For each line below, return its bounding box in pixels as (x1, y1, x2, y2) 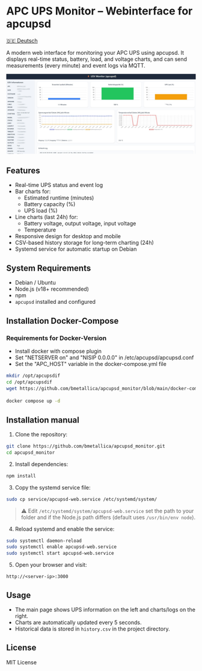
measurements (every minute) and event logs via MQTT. (6, 61, 145, 69)
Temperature (23, 226, 56, 233)
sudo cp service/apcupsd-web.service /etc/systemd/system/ (6, 496, 158, 502)
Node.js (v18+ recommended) (14, 285, 89, 293)
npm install (6, 473, 36, 479)
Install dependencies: (14, 460, 69, 468)
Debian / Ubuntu (14, 279, 56, 286)
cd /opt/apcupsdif (6, 379, 52, 385)
